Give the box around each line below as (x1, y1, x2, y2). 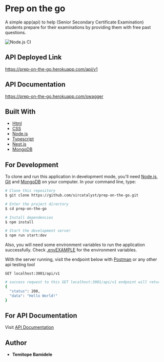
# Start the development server (5, 228, 71, 233)
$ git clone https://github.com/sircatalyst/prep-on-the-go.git (5, 193, 139, 198)
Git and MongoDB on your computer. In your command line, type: (5, 179, 136, 185)
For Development (5, 160, 59, 169)
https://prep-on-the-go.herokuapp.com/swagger (5, 93, 103, 99)
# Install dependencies (5, 215, 54, 220)
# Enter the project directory (5, 202, 69, 206)
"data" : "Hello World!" (9, 293, 58, 298)
